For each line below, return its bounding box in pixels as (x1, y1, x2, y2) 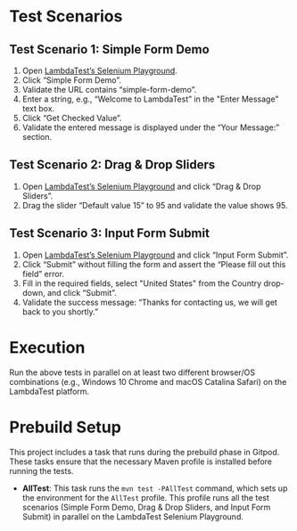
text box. (21, 103, 55, 113)
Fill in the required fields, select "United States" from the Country (21, 278, 262, 289)
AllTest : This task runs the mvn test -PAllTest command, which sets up (21, 483, 288, 494)
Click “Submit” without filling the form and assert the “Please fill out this (21, 258, 286, 269)
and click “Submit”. (47, 287, 118, 298)
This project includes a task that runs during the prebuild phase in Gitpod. (9, 446, 280, 457)
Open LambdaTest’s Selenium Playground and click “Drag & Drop (21, 181, 261, 192)
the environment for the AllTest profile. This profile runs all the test (21, 492, 270, 502)
